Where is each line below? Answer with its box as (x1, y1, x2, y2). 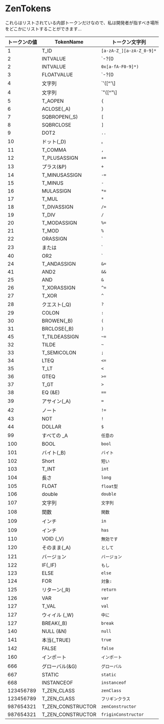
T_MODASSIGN (42, 219, 77, 226)
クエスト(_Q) (42, 301, 72, 308)
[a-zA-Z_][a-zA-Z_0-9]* (101, 48, 157, 53)
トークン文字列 (111, 39, 146, 46)
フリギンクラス (101, 696, 131, 701)
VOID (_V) (42, 535, 65, 542)
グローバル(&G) (42, 663, 77, 670)
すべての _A (42, 432, 68, 439)
